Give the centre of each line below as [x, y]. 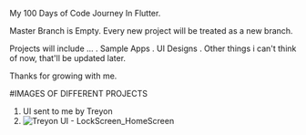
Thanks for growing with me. [63, 76]
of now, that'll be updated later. [67, 58]
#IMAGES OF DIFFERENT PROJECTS [79, 93]
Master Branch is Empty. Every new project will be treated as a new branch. [151, 31]
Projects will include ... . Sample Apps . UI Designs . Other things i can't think [153, 48]
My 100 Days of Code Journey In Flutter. [85, 13]
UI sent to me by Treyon [67, 111]
